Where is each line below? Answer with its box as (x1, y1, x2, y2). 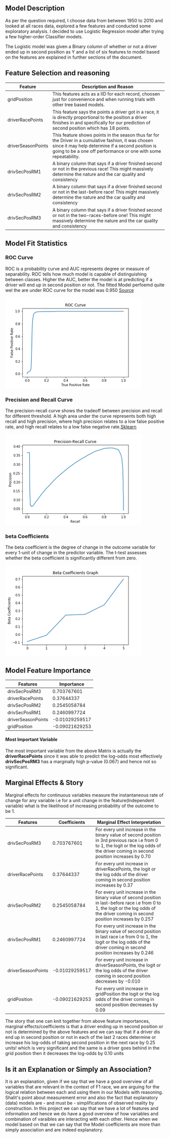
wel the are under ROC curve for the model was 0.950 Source (5, 287, 134, 293)
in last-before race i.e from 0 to (95, 900, 161, 906)
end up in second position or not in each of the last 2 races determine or (5, 1034, 156, 1040)
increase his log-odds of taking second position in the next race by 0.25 (5, 1039, 155, 1046)
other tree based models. (52, 102, 105, 108)
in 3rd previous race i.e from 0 (95, 837, 158, 844)
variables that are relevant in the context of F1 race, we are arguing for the (5, 1084, 160, 1090)
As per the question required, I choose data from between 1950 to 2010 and (5, 17, 163, 23)
